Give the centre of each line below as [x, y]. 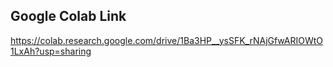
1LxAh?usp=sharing [51, 51]
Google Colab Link [68, 16]
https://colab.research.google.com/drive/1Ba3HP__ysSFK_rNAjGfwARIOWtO [167, 40]
